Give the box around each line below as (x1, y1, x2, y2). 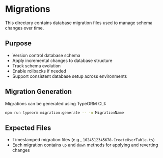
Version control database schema (12, 52, 81, 58)
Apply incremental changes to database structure (12, 58, 113, 63)
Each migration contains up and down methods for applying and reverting (12, 142, 159, 148)
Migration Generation (5, 88, 72, 96)
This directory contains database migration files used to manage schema (5, 20, 153, 26)
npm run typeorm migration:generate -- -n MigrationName (5, 110, 124, 115)
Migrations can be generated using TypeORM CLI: (5, 100, 107, 106)
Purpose (5, 39, 32, 48)
